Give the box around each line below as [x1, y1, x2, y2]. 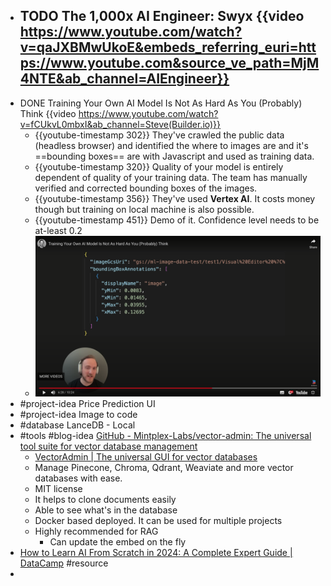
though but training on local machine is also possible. [34, 203, 255, 215]
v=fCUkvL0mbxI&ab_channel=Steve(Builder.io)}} [19, 118, 222, 130]
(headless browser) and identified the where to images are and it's [34, 139, 309, 151]
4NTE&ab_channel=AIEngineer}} [19, 70, 230, 88]
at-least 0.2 [34, 224, 83, 236]
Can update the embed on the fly [49, 535, 187, 548]
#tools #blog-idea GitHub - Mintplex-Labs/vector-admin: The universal [19, 429, 312, 441]
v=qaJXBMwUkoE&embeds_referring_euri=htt [19, 39, 317, 56]
